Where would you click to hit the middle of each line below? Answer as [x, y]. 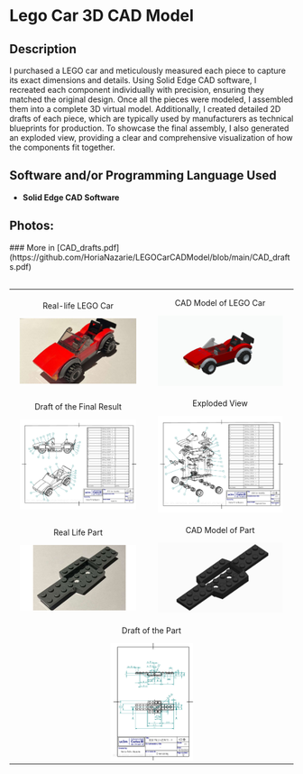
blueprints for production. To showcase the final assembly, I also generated [149, 128]
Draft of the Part [151, 630]
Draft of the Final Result [78, 407]
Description [43, 49]
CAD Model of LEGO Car [220, 303]
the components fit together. [62, 147]
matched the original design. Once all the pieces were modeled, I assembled [151, 99]
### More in [32, 247]
